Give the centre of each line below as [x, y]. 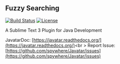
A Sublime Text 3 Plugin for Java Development [54, 30]
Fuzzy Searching [32, 8]
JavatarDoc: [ [19, 40]
